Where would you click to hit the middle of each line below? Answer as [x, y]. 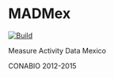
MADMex [40, 14]
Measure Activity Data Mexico [57, 50]
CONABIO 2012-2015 [42, 66]
